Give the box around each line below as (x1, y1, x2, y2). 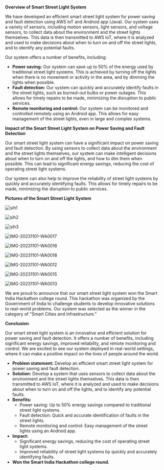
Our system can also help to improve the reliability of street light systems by (5, 176, 158, 181)
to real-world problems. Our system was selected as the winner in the (5, 306, 146, 311)
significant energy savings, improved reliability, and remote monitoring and (5, 340, 156, 346)
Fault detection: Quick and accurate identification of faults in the (19, 412, 149, 418)
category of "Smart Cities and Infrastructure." (5, 311, 97, 317)
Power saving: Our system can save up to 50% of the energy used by (12, 64, 154, 70)
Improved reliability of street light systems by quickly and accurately (19, 449, 158, 454)
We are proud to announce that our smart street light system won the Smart (5, 290, 158, 296)
